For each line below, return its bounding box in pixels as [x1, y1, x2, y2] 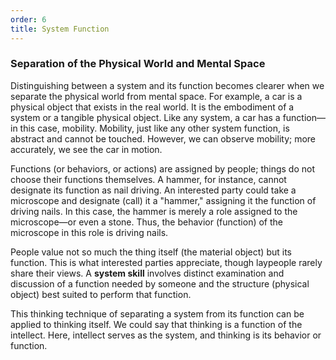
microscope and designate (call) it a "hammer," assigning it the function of [10, 194, 317, 206]
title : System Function [10, 24, 110, 34]
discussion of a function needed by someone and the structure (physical [10, 277, 310, 290]
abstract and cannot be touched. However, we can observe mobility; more [10, 132, 317, 145]
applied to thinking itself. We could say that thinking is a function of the [10, 318, 303, 330]
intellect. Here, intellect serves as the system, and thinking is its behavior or [10, 329, 322, 341]
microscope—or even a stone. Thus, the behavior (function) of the [10, 216, 283, 228]
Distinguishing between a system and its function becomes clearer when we [10, 79, 325, 91]
